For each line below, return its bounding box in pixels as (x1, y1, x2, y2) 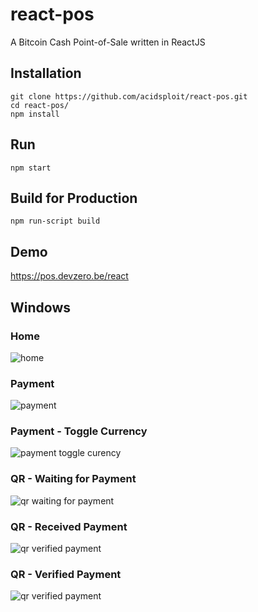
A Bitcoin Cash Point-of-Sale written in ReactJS (10, 36, 206, 48)
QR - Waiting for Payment (10, 472, 137, 486)
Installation (10, 65, 82, 82)
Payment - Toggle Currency (10, 424, 148, 438)
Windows (10, 299, 71, 316)
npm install (10, 109, 60, 119)
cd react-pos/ (10, 100, 70, 110)
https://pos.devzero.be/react (10, 270, 129, 282)
